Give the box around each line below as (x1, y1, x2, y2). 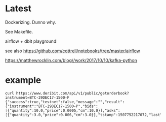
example (5, 75, 41, 86)
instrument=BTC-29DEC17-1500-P (5, 95, 70, 100)
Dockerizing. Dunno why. (5, 19, 56, 25)
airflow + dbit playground (5, 38, 57, 44)
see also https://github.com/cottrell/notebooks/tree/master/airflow (5, 48, 140, 54)
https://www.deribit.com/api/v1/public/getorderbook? (16, 91, 129, 96)
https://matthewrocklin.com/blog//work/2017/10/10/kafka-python (5, 57, 137, 63)
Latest (5, 3, 32, 14)
